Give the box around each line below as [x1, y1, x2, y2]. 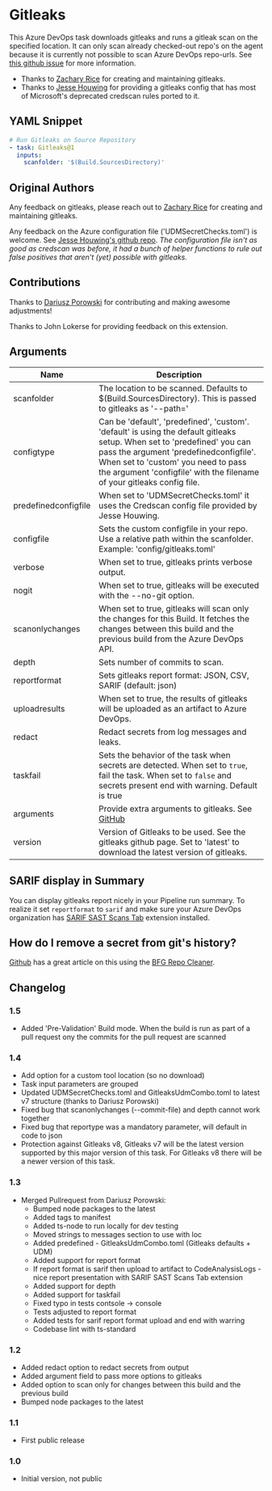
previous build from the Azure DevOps [98, 633, 245, 644]
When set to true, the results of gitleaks [98, 693, 248, 704]
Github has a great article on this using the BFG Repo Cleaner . [9, 957, 216, 967]
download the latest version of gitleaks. [98, 847, 248, 858]
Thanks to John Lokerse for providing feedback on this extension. [9, 321, 228, 331]
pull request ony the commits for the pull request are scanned [20, 1033, 227, 1041]
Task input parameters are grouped [20, 1079, 139, 1089]
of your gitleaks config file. [98, 476, 200, 488]
